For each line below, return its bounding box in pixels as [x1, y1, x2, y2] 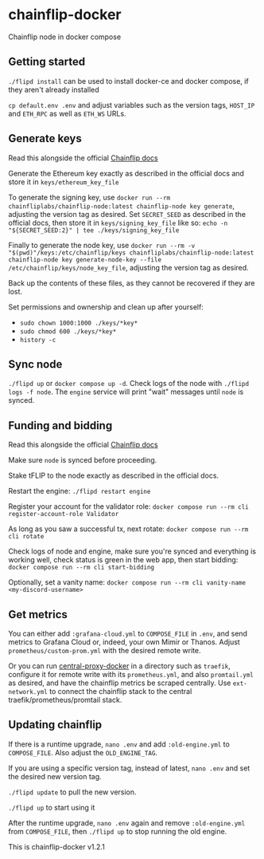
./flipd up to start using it [8, 802, 95, 812]
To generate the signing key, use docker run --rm [8, 192, 171, 202]
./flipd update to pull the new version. [8, 787, 137, 797]
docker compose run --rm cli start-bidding [8, 564, 155, 572]
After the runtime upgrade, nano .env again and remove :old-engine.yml [8, 818, 246, 827]
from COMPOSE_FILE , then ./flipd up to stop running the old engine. [8, 826, 227, 836]
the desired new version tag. [8, 771, 102, 781]
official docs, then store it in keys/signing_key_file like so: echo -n [8, 218, 228, 227]
